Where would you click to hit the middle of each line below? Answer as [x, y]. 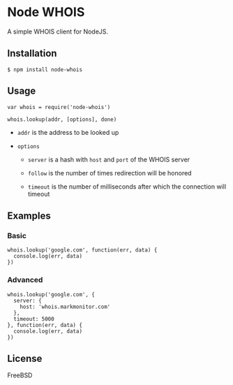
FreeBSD [20, 375]
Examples [29, 216]
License [25, 358]
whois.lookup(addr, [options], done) [62, 119]
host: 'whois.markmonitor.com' [65, 307]
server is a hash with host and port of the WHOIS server [109, 159]
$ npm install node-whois [45, 70]
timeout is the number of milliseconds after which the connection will [127, 187]
